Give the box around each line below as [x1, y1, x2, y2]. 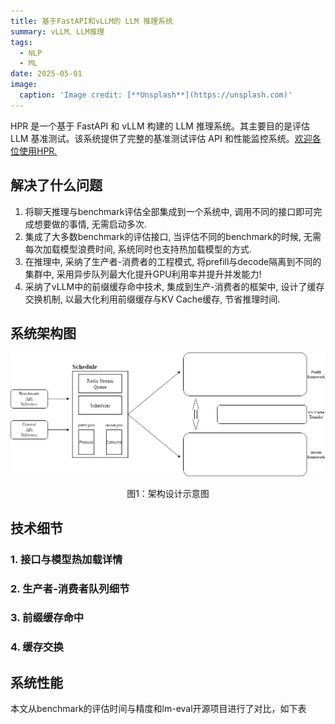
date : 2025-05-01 [10, 69, 83, 79]
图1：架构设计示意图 [126, 488, 210, 500]
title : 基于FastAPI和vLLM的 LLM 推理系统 [10, 16, 173, 26]
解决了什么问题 [10, 177, 103, 194]
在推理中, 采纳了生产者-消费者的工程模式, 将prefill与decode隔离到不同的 [24, 255, 322, 267]
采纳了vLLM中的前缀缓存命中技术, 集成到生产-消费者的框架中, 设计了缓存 [24, 280, 325, 292]
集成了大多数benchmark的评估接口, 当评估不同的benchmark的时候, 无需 [24, 230, 322, 242]
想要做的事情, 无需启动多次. [33, 218, 147, 230]
